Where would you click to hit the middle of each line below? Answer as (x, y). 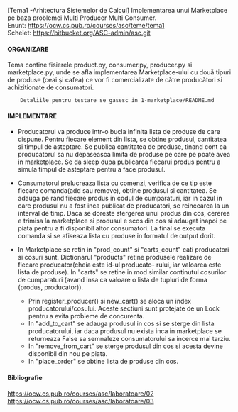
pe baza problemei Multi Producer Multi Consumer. (82, 18)
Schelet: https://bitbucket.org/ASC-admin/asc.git (79, 33)
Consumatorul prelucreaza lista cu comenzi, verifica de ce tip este (114, 183)
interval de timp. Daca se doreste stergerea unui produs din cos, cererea (124, 213)
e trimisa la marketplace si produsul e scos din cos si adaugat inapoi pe (122, 221)
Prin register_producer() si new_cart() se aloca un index (110, 301)
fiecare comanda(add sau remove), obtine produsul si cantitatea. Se (117, 191)
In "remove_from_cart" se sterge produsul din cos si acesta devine (126, 346)
